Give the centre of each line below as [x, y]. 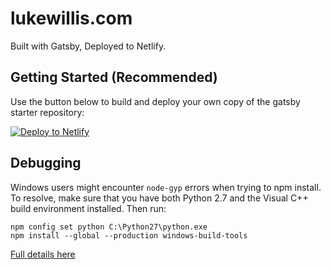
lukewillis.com [71, 18]
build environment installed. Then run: [88, 208]
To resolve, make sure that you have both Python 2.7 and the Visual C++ [159, 198]
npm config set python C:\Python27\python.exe [109, 227]
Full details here [43, 254]
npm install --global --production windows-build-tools [129, 235]
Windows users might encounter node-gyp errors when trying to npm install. [166, 187]
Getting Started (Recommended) [114, 77]
